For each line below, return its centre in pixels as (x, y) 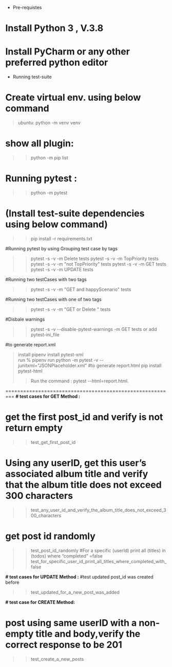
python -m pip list (49, 158)
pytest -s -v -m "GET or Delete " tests (71, 309)
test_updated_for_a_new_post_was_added (75, 592)
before (12, 582)
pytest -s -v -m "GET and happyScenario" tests (81, 289)
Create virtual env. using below (73, 98)
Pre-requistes (27, 7)
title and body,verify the (88, 634)
